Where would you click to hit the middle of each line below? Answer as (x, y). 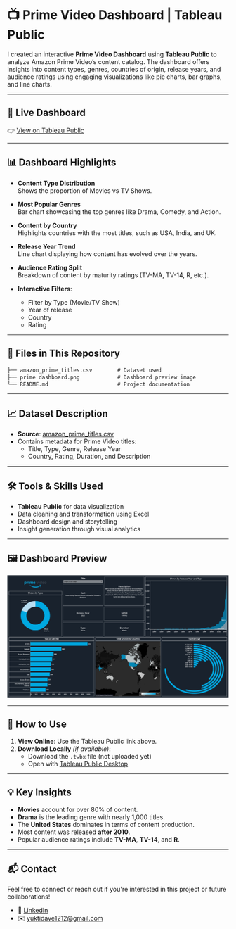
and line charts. (30, 84)
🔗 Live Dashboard (46, 113)
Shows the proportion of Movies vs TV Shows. (85, 190)
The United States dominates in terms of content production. (106, 824)
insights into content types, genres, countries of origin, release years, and (114, 69)
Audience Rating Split (50, 267)
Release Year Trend (46, 246)
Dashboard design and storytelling (67, 522)
